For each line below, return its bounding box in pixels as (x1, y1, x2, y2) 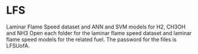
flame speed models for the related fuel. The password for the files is (6, 36, 177, 43)
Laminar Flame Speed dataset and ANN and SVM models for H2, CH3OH (6, 23, 186, 30)
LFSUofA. (6, 42, 30, 49)
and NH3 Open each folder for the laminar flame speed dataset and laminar (6, 29, 192, 36)
